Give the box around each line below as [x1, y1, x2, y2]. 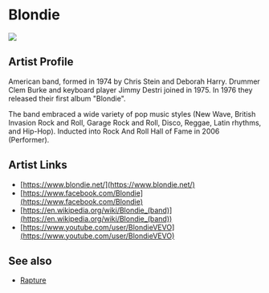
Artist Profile [8, 55, 74, 69]
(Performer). [8, 134, 50, 144]
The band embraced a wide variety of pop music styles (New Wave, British [8, 109, 256, 118]
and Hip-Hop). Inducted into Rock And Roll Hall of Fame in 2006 [8, 126, 220, 136]
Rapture [19, 275, 47, 285]
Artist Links [8, 159, 68, 172]
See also [8, 254, 52, 267]
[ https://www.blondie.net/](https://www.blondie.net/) [19, 180, 195, 189]
